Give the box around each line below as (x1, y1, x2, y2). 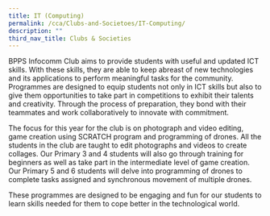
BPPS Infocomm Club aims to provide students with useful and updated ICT (8, 56, 260, 66)
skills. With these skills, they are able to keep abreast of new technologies (8, 65, 254, 75)
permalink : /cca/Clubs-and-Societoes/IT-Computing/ (8, 19, 185, 27)
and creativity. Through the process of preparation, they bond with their (8, 99, 247, 109)
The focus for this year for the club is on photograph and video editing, (8, 123, 244, 133)
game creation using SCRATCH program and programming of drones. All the (8, 132, 262, 142)
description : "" (8, 27, 63, 35)
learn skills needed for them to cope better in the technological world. (8, 199, 240, 209)
